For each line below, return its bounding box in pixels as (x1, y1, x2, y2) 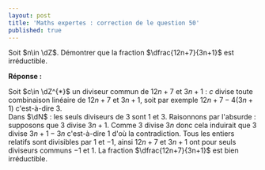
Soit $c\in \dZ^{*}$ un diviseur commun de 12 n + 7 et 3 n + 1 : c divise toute (8, 87, 253, 96)
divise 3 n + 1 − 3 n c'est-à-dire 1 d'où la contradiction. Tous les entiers (8, 129, 235, 138)
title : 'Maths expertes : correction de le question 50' (8, 19, 200, 27)
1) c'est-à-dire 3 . (8, 104, 62, 113)
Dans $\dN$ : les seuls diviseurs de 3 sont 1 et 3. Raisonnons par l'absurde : (8, 112, 256, 122)
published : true (8, 26, 62, 34)
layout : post (8, 11, 51, 20)
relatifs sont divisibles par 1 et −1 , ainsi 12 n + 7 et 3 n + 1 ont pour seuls (8, 138, 237, 147)
